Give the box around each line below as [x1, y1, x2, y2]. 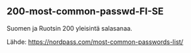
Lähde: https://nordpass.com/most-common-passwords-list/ [6, 38, 184, 46]
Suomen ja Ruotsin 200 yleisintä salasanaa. [6, 24, 133, 32]
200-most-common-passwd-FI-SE [6, 6, 164, 17]
